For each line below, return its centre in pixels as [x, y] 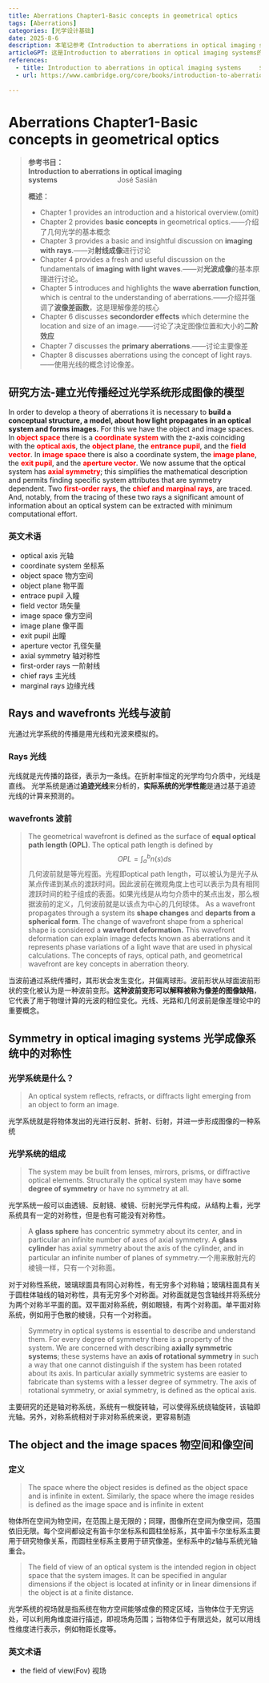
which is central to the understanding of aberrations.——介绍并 [144, 298]
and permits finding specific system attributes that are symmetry [115, 480]
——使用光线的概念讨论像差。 [89, 364]
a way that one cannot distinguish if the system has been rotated [135, 1365]
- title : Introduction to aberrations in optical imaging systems [128, 68]
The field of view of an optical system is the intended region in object [142, 1567]
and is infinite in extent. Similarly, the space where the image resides [141, 1496]
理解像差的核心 [135, 307]
